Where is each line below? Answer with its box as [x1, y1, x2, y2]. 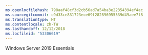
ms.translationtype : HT [5, 17, 56, 22]
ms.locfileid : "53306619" [5, 31, 60, 36]
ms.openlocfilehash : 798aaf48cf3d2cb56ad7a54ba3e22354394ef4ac [5, 7, 143, 13]
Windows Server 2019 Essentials [5, 45, 74, 51]
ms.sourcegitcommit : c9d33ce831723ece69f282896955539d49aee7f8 [5, 12, 143, 17]
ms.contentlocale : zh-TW [5, 21, 58, 27]
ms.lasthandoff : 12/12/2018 [5, 26, 66, 32]
